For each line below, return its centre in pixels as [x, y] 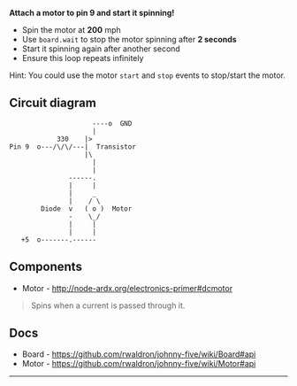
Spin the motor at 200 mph [71, 30]
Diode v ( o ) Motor [87, 208]
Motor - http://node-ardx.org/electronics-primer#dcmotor [127, 288]
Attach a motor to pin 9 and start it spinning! [92, 13]
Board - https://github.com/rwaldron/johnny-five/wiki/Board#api [139, 354]
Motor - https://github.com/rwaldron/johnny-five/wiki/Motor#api [139, 364]
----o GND [112, 123]
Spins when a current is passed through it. [108, 305]
